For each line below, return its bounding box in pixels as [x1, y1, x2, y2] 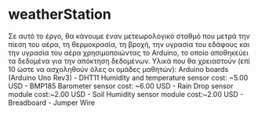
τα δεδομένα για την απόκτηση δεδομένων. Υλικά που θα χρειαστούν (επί [8, 56, 251, 66]
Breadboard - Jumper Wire [8, 98, 96, 107]
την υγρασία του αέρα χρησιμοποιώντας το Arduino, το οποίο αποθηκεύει [8, 48, 249, 57]
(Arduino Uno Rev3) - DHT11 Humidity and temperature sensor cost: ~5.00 [8, 73, 249, 82]
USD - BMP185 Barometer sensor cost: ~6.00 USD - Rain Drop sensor [8, 81, 234, 91]
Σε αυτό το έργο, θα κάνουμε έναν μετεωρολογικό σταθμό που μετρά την [8, 31, 251, 41]
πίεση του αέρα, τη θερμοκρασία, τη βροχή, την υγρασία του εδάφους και [8, 39, 250, 49]
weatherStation [8, 5, 111, 23]
